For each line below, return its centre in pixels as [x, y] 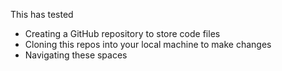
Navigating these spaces [76, 55]
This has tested [42, 14]
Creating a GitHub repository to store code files [122, 33]
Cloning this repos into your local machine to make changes [148, 44]
